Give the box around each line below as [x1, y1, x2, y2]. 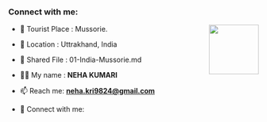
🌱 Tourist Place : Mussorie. [19, 25, 108, 34]
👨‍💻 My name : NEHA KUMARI [19, 71, 118, 80]
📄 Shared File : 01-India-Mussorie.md [19, 55, 142, 65]
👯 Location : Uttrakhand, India [19, 40, 118, 49]
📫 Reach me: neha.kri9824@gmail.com [19, 86, 155, 96]
